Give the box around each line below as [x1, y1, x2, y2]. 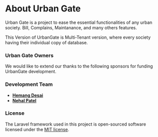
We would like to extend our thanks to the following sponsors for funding [5, 63, 153, 69]
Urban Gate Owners [5, 52, 54, 59]
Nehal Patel [12, 97, 37, 103]
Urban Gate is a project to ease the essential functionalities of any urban [5, 19, 153, 25]
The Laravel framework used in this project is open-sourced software [5, 121, 147, 127]
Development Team [5, 81, 53, 88]
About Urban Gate [5, 3, 81, 14]
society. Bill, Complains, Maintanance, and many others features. [5, 24, 137, 30]
